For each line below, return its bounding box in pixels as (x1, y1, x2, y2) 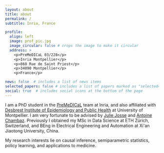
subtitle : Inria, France (5, 21, 56, 26)
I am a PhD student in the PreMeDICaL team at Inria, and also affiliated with (5, 102, 156, 108)
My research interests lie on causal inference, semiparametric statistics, (5, 137, 150, 143)
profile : (5, 30, 23, 35)
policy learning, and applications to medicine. (5, 142, 97, 148)
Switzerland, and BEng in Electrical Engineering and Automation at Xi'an (5, 123, 150, 129)
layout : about (5, 7, 34, 12)
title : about (5, 12, 32, 17)
